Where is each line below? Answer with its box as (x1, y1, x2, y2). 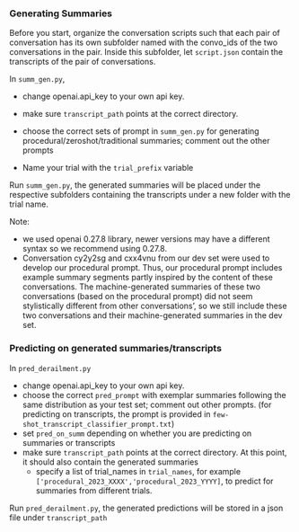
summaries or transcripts (22, 437, 116, 448)
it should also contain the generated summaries (22, 457, 199, 467)
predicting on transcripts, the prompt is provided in (22, 408, 211, 420)
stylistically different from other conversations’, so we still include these (22, 300, 287, 312)
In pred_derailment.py (9, 362, 92, 373)
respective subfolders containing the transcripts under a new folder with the (9, 190, 291, 200)
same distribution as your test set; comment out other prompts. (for (22, 399, 272, 410)
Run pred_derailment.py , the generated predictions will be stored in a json (9, 502, 284, 513)
